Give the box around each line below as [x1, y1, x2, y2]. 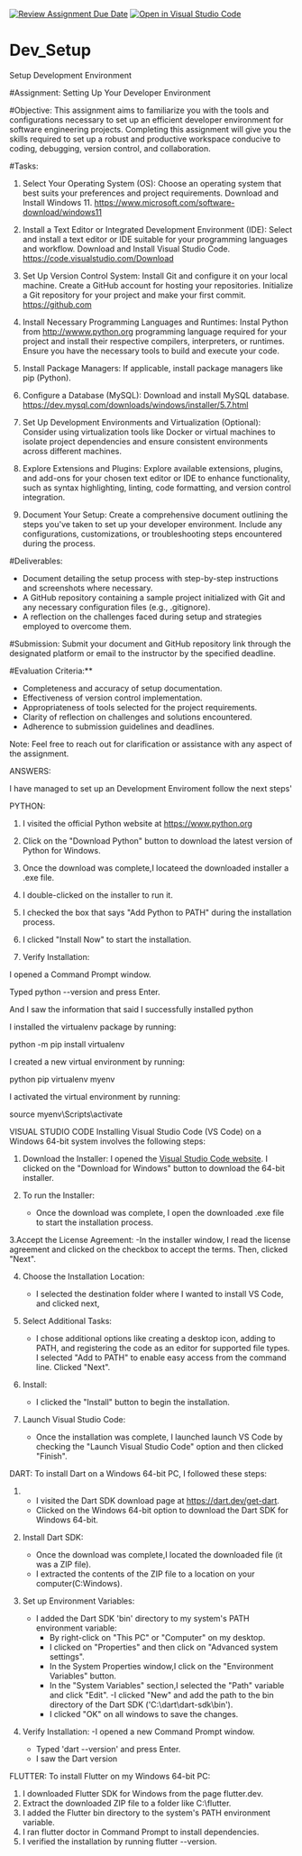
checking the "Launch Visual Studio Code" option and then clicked [35, 1440, 284, 1451]
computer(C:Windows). [35, 1577, 124, 1588]
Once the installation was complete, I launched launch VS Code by [35, 1431, 283, 1442]
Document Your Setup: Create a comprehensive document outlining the [22, 509, 288, 520]
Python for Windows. [22, 845, 101, 855]
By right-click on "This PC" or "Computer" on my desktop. [49, 1632, 266, 1642]
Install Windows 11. [22, 197, 93, 207]
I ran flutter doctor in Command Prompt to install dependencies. [22, 1826, 260, 1837]
